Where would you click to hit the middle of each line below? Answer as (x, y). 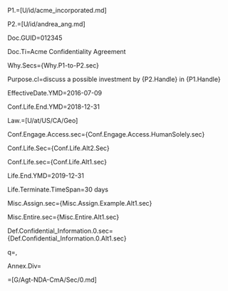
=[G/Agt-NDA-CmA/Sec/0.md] (52, 280)
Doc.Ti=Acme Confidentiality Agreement (67, 52)
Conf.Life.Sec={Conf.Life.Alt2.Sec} (58, 148)
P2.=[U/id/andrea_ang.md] (46, 24)
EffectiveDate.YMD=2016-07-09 (55, 93)
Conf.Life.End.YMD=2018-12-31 (53, 107)
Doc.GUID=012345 (35, 38)
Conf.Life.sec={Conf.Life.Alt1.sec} (57, 162)
